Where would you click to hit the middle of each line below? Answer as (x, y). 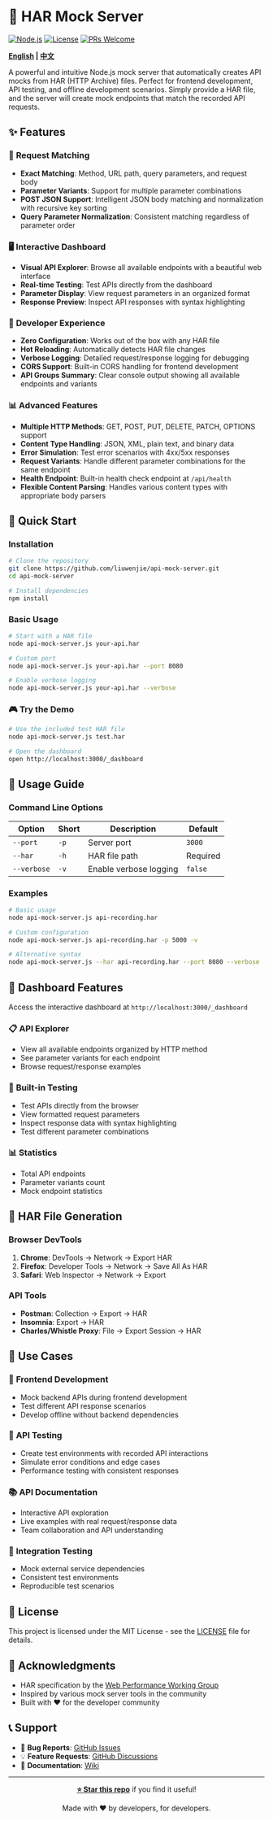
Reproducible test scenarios (67, 1586)
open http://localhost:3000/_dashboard (76, 760)
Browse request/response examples (80, 1067)
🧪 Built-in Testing (43, 1087)
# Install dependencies (49, 590)
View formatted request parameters (80, 1114)
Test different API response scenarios (83, 1405)
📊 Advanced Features (53, 406)
